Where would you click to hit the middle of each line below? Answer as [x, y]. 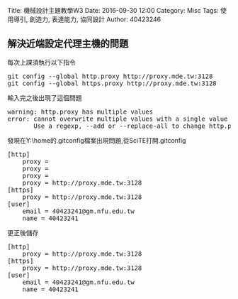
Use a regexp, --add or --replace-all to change [119, 126]
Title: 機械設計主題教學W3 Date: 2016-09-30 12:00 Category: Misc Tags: [113, 10]
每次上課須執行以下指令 [41, 62]
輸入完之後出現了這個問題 [45, 97]
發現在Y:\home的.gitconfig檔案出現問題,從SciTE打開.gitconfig [97, 140]
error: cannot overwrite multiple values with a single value [118, 119]
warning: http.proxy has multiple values [80, 112]
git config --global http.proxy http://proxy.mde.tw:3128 [110, 76]
